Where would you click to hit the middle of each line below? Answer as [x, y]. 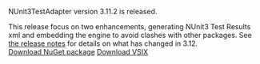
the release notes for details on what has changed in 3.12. [103, 43]
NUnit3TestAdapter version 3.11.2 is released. [83, 11]
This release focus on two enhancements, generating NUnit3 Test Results [130, 26]
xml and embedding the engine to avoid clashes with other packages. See [130, 35]
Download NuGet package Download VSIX [78, 52]
